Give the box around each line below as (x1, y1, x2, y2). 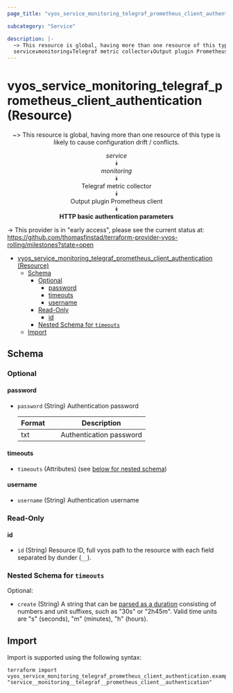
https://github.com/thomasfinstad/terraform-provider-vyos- (7, 234, 178, 242)
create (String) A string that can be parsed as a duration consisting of (17, 600, 216, 608)
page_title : (7, 10, 42, 17)
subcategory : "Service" (7, 22, 76, 30)
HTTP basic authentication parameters (59, 213, 174, 221)
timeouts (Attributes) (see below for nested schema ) (17, 464, 168, 473)
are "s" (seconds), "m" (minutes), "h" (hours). (17, 614, 148, 623)
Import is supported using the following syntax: (7, 653, 142, 662)
